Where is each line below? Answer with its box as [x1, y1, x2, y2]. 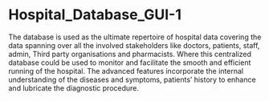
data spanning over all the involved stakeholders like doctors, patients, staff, [8, 40, 260, 50]
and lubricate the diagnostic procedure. [8, 83, 139, 93]
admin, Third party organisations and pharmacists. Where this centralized [8, 49, 251, 59]
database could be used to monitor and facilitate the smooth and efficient [8, 58, 251, 67]
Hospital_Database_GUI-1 [8, 6, 182, 24]
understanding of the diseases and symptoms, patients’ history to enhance [8, 75, 256, 84]
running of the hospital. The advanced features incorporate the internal [8, 66, 243, 75]
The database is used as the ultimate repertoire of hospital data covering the [8, 32, 262, 42]
